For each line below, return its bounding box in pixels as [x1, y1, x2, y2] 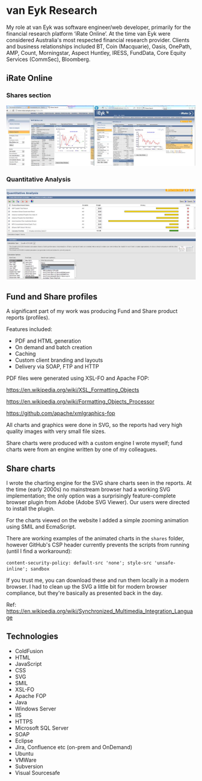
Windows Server [14, 705, 57, 712]
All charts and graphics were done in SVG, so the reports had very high [6, 422, 183, 429]
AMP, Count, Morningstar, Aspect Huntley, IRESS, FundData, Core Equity [6, 49, 186, 56]
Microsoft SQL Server [14, 724, 69, 732]
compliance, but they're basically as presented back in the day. [6, 589, 163, 596]
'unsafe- [154, 560, 176, 566]
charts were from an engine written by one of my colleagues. [6, 446, 158, 453]
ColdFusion [14, 647, 43, 654]
